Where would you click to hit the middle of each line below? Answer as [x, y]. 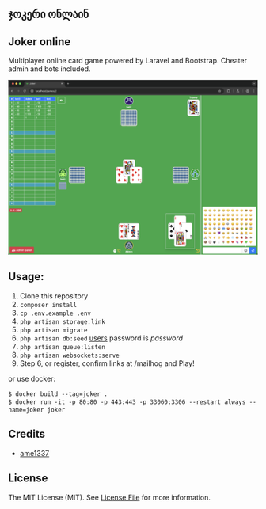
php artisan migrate [53, 330]
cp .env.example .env [55, 313]
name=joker [26, 410]
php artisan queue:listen [62, 347]
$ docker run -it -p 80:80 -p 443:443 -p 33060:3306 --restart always [127, 402]
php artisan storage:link [62, 321]
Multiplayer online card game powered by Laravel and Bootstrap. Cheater [128, 61]
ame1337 [34, 453]
